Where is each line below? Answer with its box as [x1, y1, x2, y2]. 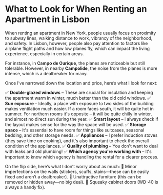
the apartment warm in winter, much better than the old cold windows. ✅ [5, 95, 151, 101]
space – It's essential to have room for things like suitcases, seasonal [5, 127, 144, 133]
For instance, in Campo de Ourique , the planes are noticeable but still [5, 60, 145, 66]
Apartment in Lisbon [5, 14, 90, 25]
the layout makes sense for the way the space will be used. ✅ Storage [5, 121, 146, 128]
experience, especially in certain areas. [5, 50, 84, 57]
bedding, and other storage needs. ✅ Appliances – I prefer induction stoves [5, 132, 158, 138]
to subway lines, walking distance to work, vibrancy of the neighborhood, [5, 35, 153, 41]
